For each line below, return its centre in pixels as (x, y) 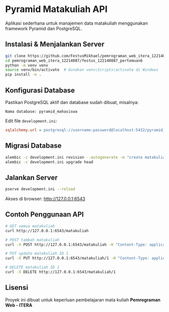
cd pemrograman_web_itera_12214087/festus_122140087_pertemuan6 (74, 61)
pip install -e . (23, 75)
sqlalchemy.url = (23, 130)
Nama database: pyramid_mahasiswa (41, 112)
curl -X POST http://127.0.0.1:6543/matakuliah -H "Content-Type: (76, 245)
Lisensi (17, 288)
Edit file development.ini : (31, 121)
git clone (16, 56)
